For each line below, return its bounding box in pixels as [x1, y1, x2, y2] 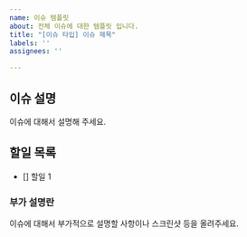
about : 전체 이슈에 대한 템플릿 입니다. [9, 22, 139, 31]
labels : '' [9, 38, 51, 48]
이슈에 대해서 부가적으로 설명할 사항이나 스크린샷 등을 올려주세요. [9, 218, 240, 229]
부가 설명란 [9, 195, 55, 208]
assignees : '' [9, 47, 63, 56]
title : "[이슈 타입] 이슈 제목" [9, 30, 116, 39]
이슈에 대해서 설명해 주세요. [9, 116, 107, 127]
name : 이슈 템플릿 [9, 13, 70, 23]
